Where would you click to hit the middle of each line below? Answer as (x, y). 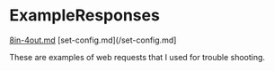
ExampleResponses (84, 16)
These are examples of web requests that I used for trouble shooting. (137, 57)
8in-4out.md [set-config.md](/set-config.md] (93, 40)
